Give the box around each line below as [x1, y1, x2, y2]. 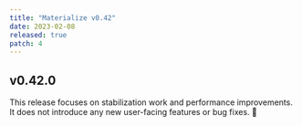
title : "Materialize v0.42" [9, 13, 117, 23]
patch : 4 [9, 38, 43, 48]
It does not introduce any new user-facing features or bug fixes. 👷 [9, 107, 257, 118]
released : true [9, 30, 68, 39]
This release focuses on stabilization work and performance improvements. [9, 97, 294, 108]
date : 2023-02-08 [9, 22, 76, 31]
